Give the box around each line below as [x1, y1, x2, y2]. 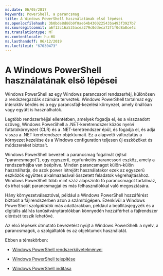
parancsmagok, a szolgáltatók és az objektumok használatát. [5, 228, 127, 234]
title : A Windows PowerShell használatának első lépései [5, 16, 123, 21]
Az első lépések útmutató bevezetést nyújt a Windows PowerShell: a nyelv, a [5, 222, 159, 228]
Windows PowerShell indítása [12, 265, 72, 271]
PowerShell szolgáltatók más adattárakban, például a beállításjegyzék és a [5, 202, 155, 208]
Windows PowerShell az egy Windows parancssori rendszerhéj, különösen [5, 91, 155, 97]
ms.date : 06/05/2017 [5, 7, 47, 12]
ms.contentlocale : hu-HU [5, 35, 55, 40]
